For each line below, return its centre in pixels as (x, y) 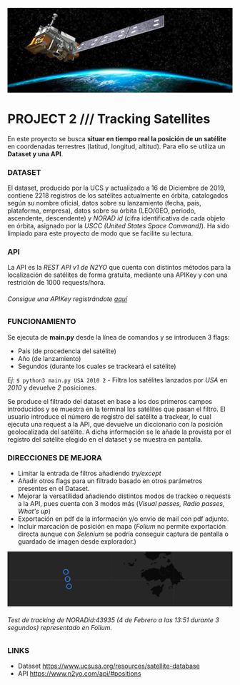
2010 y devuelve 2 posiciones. (52, 387)
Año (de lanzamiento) (49, 358)
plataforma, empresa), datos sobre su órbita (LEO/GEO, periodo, (102, 210)
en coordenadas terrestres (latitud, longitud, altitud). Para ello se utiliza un (116, 146)
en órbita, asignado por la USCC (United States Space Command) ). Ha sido (119, 225)
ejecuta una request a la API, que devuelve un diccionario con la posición (115, 424)
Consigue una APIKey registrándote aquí (67, 299)
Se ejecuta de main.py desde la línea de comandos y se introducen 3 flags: (119, 337)
